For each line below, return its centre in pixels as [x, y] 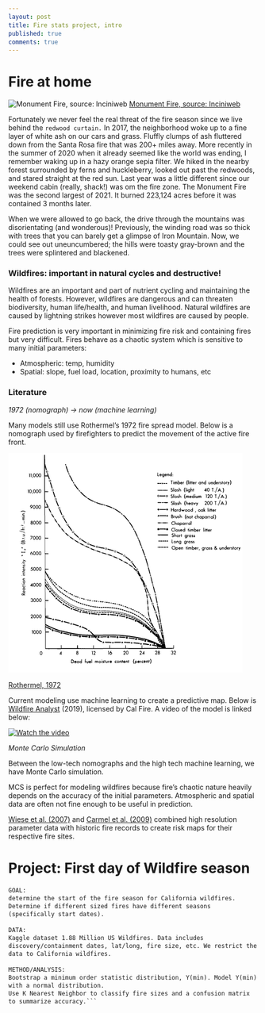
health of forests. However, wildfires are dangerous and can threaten [121, 299]
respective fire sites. [42, 836]
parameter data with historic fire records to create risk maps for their [120, 827]
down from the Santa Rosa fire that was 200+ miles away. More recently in [130, 145]
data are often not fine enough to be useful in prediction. [100, 804]
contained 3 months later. [50, 204]
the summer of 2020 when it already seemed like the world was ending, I [128, 153]
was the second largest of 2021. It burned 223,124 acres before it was [122, 195]
